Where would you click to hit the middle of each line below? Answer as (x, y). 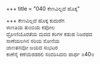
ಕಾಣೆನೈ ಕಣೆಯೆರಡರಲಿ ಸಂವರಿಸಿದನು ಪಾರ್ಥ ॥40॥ (50, 54)
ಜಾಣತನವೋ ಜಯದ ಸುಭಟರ (32, 48)
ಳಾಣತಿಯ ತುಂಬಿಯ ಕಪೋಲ (31, 27)
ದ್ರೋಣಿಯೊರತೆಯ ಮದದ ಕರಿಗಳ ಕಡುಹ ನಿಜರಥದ (49, 34)
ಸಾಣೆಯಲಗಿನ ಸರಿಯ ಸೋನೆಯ (33, 41)
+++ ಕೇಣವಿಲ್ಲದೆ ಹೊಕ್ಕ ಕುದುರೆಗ (35, 21)
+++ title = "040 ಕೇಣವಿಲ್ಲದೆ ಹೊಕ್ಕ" (43, 9)
